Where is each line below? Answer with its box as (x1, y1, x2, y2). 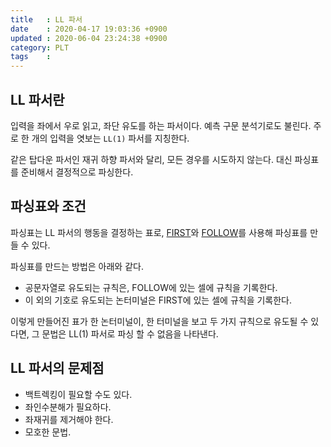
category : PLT (10, 42, 70, 53)
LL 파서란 (10, 91, 65, 108)
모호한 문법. (24, 426, 72, 438)
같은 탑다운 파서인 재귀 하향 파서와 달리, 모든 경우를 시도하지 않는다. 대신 (10, 153, 293, 165)
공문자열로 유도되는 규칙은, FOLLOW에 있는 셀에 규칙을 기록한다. (24, 281, 278, 293)
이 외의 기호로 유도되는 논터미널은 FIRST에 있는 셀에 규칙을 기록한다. (24, 294, 293, 306)
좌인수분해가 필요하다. (24, 401, 112, 413)
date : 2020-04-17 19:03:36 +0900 (10, 24, 168, 34)
